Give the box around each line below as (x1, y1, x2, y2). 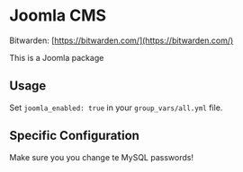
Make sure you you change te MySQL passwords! (9, 151, 193, 162)
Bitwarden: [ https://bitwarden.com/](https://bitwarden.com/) (9, 35, 234, 46)
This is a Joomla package (9, 52, 104, 63)
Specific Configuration (9, 128, 139, 143)
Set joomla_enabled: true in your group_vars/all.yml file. (9, 102, 223, 113)
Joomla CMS (9, 5, 106, 26)
